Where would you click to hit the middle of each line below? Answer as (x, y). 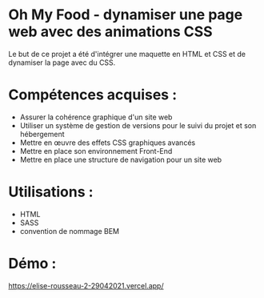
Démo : (32, 264)
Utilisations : (51, 192)
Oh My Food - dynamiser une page (126, 15)
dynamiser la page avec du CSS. (62, 62)
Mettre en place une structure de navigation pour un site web (121, 159)
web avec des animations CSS (111, 32)
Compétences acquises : (93, 95)
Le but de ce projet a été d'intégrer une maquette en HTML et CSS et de (127, 54)
